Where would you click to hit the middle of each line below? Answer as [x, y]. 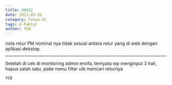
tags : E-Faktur [21, 24]
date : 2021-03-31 [24, 15]
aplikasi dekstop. [23, 49]
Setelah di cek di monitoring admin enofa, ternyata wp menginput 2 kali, [81, 64]
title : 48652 [19, 10]
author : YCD [18, 29]
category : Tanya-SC [26, 19]
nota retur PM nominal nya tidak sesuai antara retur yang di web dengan [81, 43]
